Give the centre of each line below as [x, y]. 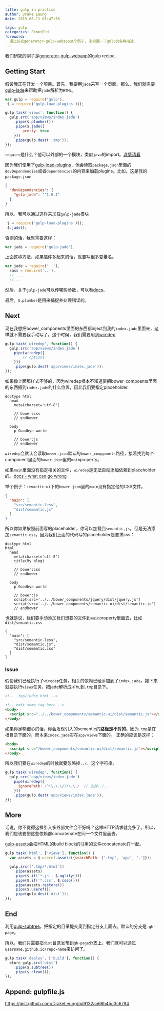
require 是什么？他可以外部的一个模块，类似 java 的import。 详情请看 [73, 154]
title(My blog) [29, 561]
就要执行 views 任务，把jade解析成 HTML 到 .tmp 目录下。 [58, 687]
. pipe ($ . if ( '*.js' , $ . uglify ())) [48, 876]
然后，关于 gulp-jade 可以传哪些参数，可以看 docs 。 [56, 290]
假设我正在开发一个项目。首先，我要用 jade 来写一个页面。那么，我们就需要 [80, 84]
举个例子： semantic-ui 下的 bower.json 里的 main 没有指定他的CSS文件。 [75, 486]
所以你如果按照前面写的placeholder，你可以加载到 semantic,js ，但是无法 [78, 529]
